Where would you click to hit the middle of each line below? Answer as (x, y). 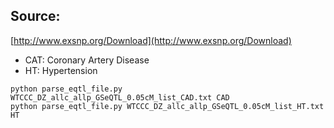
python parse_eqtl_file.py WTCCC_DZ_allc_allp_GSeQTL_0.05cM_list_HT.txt (167, 106)
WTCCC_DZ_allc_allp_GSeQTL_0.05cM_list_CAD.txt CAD (120, 97)
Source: (35, 16)
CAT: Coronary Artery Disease (87, 60)
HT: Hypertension (61, 70)
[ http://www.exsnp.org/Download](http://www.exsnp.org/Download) (151, 40)
